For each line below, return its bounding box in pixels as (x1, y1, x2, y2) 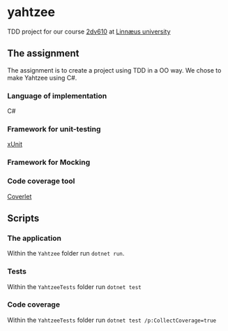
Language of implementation (7, 91, 107, 101)
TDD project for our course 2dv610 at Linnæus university (7, 27, 171, 36)
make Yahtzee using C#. (7, 73, 77, 82)
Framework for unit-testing (7, 124, 101, 133)
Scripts (7, 212, 40, 224)
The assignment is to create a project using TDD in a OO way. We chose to (7, 66, 222, 74)
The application (7, 233, 61, 243)
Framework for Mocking (7, 158, 91, 168)
